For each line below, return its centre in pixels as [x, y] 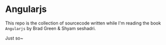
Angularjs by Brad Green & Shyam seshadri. [50, 28]
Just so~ [14, 38]
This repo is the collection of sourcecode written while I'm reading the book [83, 23]
